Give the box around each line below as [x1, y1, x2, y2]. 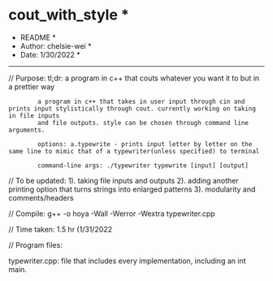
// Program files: [8, 240, 63, 249]
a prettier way [8, 81, 55, 91]
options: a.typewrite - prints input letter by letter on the [37, 140, 253, 148]
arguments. [8, 126, 45, 134]
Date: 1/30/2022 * [19, 50, 80, 59]
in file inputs [8, 111, 60, 119]
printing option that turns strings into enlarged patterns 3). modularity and [8, 184, 256, 194]
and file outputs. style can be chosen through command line [37, 119, 249, 127]
